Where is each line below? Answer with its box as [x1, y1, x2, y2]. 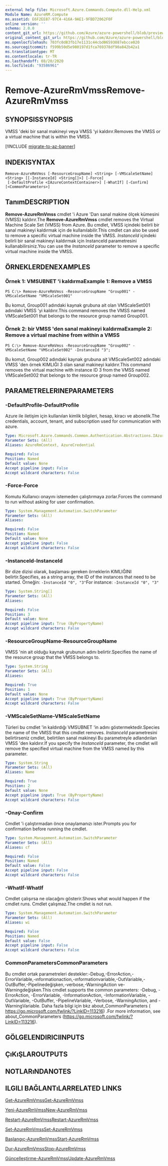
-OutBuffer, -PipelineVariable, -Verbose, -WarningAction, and [31, 997, 157, 1003]
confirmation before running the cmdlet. [5, 826, 87, 832]
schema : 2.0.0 [5, 26, 35, 31]
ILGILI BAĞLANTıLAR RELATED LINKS [5, 1084, 122, 1093]
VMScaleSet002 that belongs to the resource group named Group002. [5, 372, 150, 378]
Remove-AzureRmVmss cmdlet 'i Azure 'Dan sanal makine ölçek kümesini [5, 211, 159, 217]
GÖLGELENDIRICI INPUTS [5, 1033, 85, 1041]
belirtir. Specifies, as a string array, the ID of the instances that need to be [5, 574, 156, 580]
